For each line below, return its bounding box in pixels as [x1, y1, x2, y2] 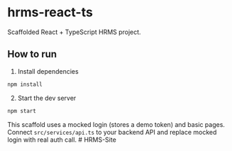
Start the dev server [17, 94, 77, 102]
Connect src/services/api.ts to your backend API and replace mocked [7, 128, 217, 136]
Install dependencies [17, 67, 79, 75]
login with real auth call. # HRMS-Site [7, 135, 117, 144]
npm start [7, 107, 37, 114]
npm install [7, 81, 43, 88]
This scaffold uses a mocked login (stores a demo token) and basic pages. [7, 120, 226, 128]
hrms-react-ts [7, 4, 94, 21]
